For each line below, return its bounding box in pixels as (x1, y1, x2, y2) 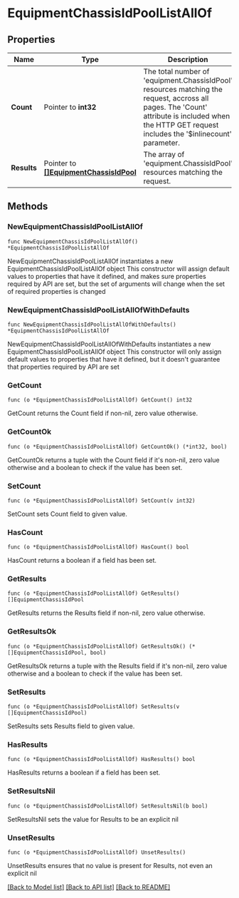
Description (167, 55, 208, 64)
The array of (143, 150, 185, 159)
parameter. (143, 138, 180, 148)
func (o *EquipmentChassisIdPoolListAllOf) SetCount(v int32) (7, 497, 196, 504)
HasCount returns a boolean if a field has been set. (7, 556, 157, 565)
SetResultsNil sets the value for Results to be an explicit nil (7, 815, 179, 823)
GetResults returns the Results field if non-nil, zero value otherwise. (7, 608, 206, 618)
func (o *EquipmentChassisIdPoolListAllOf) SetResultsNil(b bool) (7, 802, 208, 810)
